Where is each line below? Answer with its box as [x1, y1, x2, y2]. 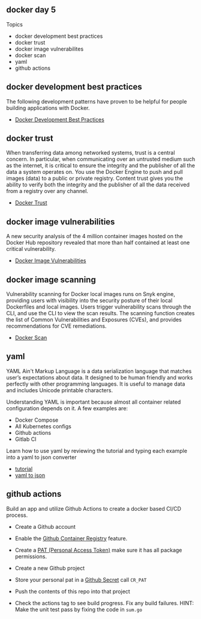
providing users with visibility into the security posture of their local [6, 297, 173, 304]
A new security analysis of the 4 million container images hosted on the [6, 233, 183, 240]
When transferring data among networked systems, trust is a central [6, 149, 175, 156]
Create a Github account [14, 523, 76, 530]
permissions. [14, 553, 47, 560]
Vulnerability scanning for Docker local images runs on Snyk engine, [6, 291, 175, 298]
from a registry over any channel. [6, 188, 89, 195]
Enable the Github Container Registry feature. [14, 535, 128, 542]
